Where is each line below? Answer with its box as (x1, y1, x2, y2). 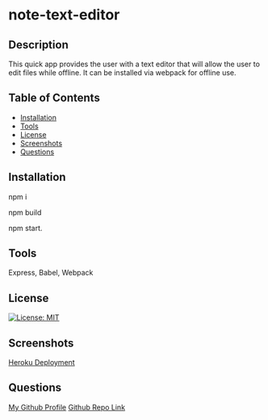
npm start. (8, 223, 43, 233)
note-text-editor (8, 6, 120, 24)
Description (8, 38, 69, 52)
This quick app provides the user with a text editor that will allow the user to (8, 59, 261, 69)
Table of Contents (8, 91, 101, 105)
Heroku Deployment (8, 358, 75, 367)
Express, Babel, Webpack (8, 268, 94, 278)
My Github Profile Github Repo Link (8, 402, 126, 412)
